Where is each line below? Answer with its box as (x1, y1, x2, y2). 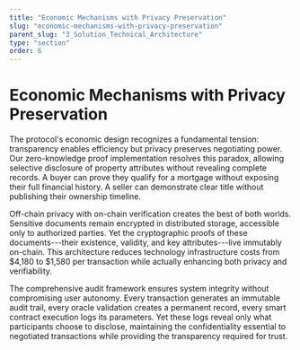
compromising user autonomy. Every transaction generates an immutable (9, 293, 281, 303)
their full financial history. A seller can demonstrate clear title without (9, 181, 264, 193)
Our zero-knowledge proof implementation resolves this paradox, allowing (9, 153, 285, 164)
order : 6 (9, 47, 42, 56)
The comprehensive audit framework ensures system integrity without (9, 284, 269, 294)
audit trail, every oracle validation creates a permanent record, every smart (9, 302, 287, 313)
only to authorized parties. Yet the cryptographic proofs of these (9, 228, 249, 239)
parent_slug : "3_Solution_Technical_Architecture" (9, 30, 203, 39)
